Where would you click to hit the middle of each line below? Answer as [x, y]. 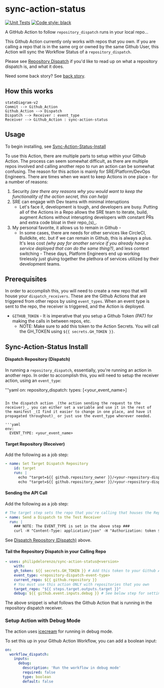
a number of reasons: [27, 182]
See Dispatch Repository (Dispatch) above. [48, 540]
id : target [25, 468]
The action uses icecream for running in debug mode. [59, 631]
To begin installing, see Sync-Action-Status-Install [56, 146]
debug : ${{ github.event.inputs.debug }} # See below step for [80, 594]
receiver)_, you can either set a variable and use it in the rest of [78, 407]
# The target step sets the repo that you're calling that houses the [78, 513]
